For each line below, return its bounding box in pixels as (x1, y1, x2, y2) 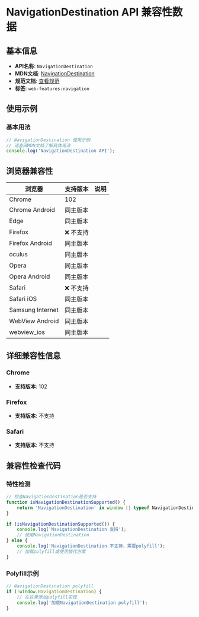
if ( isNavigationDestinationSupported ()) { (6, 521, 115, 527)
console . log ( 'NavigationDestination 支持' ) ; (17, 526, 127, 533)
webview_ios (9, 328, 46, 336)
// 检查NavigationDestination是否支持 (6, 494, 97, 500)
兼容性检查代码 (6, 460, 61, 470)
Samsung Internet (9, 306, 59, 314)
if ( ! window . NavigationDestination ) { (6, 589, 102, 594)
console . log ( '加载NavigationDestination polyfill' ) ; (17, 600, 148, 606)
